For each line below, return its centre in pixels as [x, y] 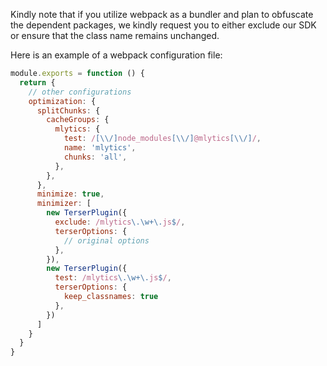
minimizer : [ [64, 204]
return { [37, 82]
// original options [106, 240]
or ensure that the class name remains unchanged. [115, 35]
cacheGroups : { [78, 120]
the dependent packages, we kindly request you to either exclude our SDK [163, 25]
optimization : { [62, 101]
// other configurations [80, 92]
